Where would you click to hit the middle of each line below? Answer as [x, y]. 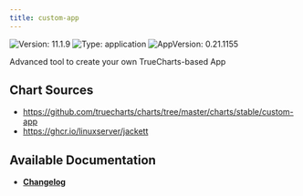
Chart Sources [52, 91]
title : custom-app [44, 18]
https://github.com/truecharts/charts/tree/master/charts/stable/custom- [158, 112]
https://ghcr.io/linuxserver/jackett [85, 131]
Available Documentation [83, 160]
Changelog [44, 182]
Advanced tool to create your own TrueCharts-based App [118, 61]
